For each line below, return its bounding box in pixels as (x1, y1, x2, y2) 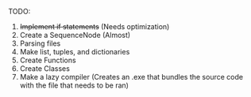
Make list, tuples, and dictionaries (19, 47, 130, 56)
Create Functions (19, 55, 77, 65)
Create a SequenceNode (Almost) (19, 31, 131, 39)
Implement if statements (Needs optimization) (19, 22, 170, 31)
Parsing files (19, 39, 61, 48)
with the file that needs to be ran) (19, 80, 129, 90)
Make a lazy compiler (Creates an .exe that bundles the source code (19, 73, 244, 81)
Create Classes (19, 64, 70, 73)
